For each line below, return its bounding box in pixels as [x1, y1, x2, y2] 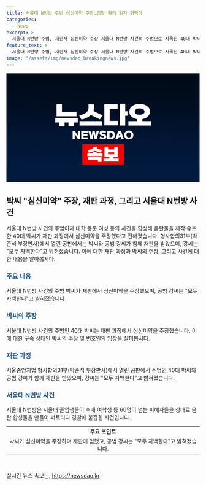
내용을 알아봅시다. [12, 255, 56, 263]
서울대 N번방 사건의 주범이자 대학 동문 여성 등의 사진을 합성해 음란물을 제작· [6, 225, 187, 232]
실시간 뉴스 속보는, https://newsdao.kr [6, 471, 100, 479]
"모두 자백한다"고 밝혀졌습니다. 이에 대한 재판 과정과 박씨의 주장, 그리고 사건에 [6, 247, 193, 255]
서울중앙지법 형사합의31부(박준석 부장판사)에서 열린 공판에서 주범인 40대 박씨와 [6, 366, 197, 374]
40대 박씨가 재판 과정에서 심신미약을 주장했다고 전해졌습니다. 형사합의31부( [12, 232, 193, 239]
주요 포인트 [90, 428, 116, 435]
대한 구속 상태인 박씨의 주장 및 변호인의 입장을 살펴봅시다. [12, 335, 150, 342]
